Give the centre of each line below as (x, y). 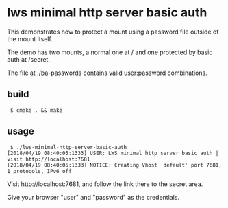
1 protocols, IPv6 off (39, 171)
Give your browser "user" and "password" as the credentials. (93, 197)
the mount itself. (30, 38)
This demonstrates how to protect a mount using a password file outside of (113, 32)
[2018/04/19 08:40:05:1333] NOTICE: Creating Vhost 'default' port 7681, (115, 165)
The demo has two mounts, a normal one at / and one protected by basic (110, 52)
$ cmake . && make (36, 110)
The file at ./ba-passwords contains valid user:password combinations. (107, 73)
